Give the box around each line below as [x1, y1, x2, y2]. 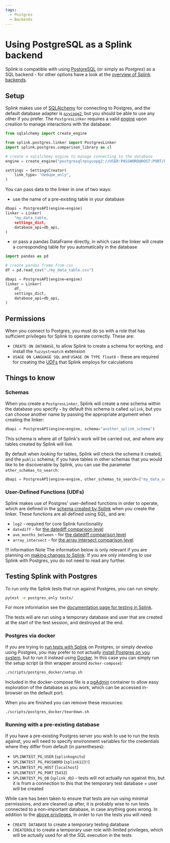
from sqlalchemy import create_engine [5, 131, 87, 136]
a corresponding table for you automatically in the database [12, 244, 138, 250]
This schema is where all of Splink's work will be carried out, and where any [5, 435, 164, 441]
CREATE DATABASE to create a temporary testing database [12, 821, 130, 827]
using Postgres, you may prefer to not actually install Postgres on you [5, 649, 150, 655]
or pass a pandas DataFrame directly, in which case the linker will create [12, 238, 163, 245]
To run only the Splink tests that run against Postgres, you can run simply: [5, 585, 159, 591]
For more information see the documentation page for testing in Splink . [5, 605, 153, 611]
